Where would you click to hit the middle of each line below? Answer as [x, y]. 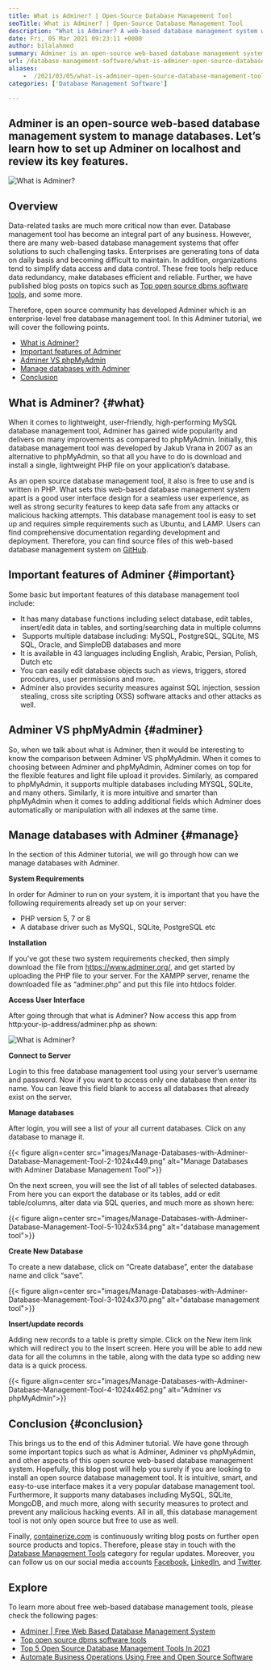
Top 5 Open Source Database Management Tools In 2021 [115, 1648]
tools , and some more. [46, 294]
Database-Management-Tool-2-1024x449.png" [87, 1161]
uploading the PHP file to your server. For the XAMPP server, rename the [129, 976]
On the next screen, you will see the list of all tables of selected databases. [133, 1186]
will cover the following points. [59, 328]
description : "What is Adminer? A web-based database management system [133, 31]
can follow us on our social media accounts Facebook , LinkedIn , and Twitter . [135, 1562]
